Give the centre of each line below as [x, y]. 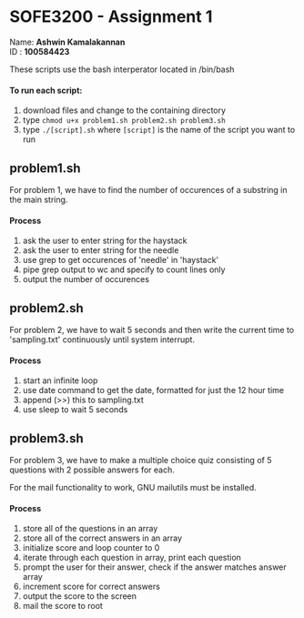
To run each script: [46, 90]
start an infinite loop [60, 380]
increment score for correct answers [91, 587]
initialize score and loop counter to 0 [91, 548]
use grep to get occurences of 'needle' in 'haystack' [121, 260]
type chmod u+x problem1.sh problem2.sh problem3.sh [124, 120]
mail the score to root [62, 606]
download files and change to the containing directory [124, 110]
